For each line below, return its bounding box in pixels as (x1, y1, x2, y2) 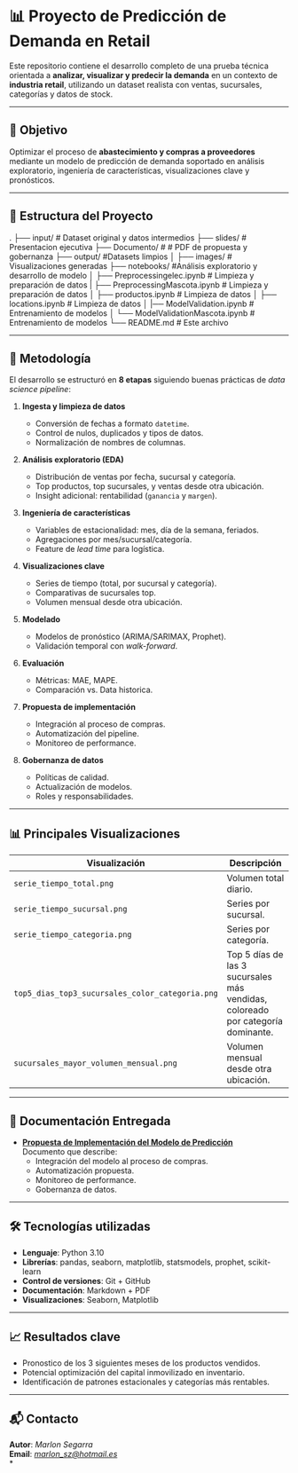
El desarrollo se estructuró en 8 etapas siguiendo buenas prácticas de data (9, 374, 286, 385)
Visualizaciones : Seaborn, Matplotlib (21, 1294, 160, 1304)
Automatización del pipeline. (35, 729, 140, 739)
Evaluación (21, 658, 65, 669)
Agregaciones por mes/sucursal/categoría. (35, 534, 192, 545)
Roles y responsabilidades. (35, 791, 134, 802)
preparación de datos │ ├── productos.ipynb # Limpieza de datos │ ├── (9, 288, 278, 299)
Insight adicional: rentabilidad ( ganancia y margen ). (35, 491, 217, 501)
